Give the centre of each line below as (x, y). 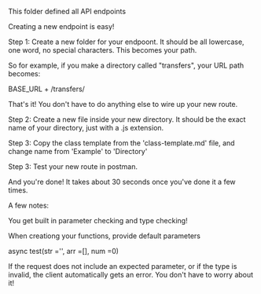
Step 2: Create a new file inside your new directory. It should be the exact (127, 119)
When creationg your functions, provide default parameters (105, 236)
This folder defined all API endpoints (67, 11)
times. (18, 190)
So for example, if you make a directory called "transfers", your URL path (126, 65)
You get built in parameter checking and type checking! (98, 220)
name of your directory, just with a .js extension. (86, 128)
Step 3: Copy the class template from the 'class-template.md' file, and (121, 143)
